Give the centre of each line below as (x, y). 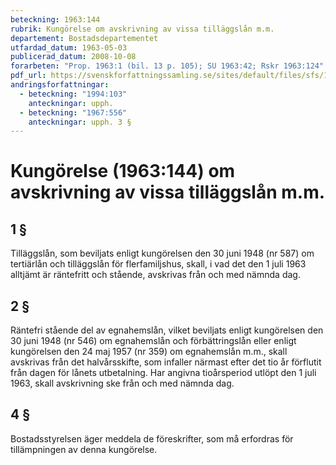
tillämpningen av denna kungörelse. (84, 449)
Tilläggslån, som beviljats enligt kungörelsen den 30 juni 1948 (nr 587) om (162, 253)
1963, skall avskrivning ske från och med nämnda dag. (122, 383)
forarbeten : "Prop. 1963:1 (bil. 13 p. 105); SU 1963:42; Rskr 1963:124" (167, 66)
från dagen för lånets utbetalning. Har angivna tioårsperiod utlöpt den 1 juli (163, 373)
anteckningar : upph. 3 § (80, 122)
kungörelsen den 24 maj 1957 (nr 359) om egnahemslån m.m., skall (149, 352)
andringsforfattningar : (60, 85)
